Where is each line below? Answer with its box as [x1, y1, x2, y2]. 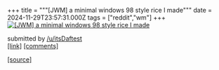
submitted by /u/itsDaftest [7, 34, 83, 43]
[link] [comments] [7, 42, 59, 50]
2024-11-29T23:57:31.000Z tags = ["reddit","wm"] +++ [7, 13, 166, 22]
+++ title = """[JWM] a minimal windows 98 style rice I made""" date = [7, 6, 213, 14]
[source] [7, 55, 32, 64]
